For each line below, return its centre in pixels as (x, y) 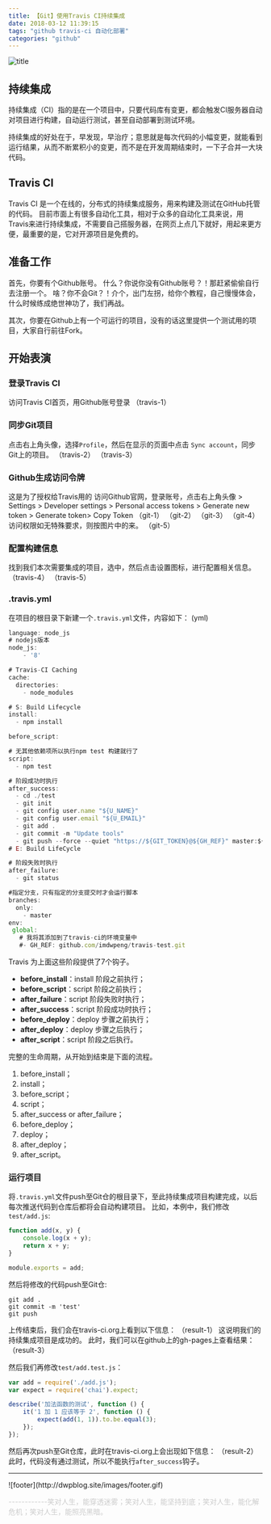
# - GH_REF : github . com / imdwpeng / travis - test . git (102, 945)
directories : (38, 685)
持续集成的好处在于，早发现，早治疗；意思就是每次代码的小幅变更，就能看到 (135, 137)
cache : (19, 677)
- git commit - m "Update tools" (70, 833)
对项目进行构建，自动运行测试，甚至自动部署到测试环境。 (104, 120)
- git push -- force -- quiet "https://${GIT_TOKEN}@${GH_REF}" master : (137, 841)
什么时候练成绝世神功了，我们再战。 (69, 303)
